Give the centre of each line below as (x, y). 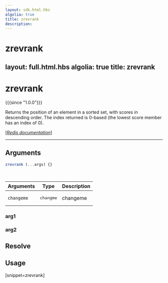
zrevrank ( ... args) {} (29, 164)
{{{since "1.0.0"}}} (24, 102)
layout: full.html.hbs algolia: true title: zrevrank (80, 67)
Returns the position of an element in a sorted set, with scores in (72, 112)
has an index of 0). (24, 123)
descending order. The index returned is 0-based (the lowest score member (83, 117)
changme (48, 198)
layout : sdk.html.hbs (28, 10)
